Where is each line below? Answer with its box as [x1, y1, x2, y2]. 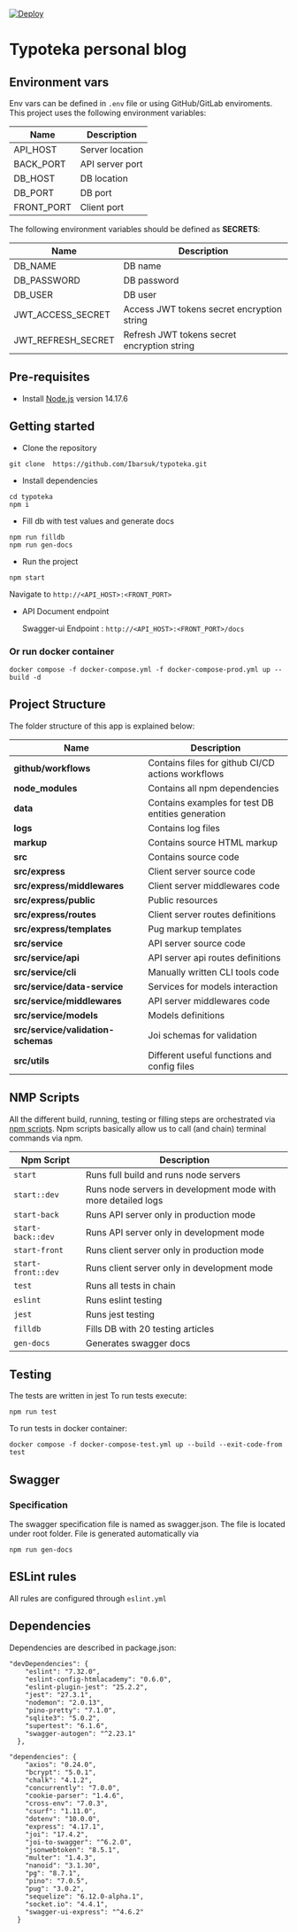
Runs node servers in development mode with [85, 1183, 277, 1196]
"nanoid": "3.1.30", [25, 1861, 101, 1870]
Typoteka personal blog [9, 40, 187, 59]
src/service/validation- [13, 1024, 115, 1036]
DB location [80, 173, 128, 184]
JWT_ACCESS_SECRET [13, 308, 110, 321]
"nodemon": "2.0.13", [25, 1698, 104, 1707]
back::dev [13, 1232, 55, 1242]
